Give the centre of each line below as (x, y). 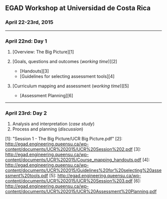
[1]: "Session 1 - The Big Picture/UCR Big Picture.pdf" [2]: (64, 139)
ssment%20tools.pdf (27, 176)
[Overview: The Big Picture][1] (43, 52)
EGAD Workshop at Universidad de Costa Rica (78, 8)
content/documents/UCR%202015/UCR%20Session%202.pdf (69, 149)
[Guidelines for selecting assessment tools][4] (67, 76)
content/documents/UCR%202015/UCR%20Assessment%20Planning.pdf (81, 192)
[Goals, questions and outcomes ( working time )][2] (65, 61)
